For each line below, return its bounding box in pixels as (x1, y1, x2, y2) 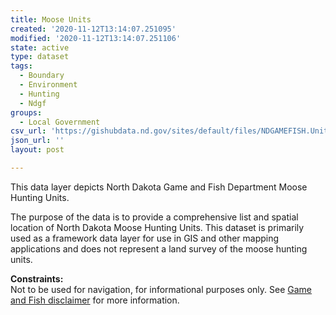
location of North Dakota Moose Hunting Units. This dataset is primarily (10, 221, 305, 233)
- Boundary (19, 71, 65, 81)
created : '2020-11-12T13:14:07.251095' (10, 24, 177, 34)
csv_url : (10, 126, 47, 136)
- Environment (19, 80, 78, 90)
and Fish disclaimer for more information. (10, 294, 180, 306)
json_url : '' (10, 136, 65, 146)
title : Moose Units (10, 14, 92, 25)
